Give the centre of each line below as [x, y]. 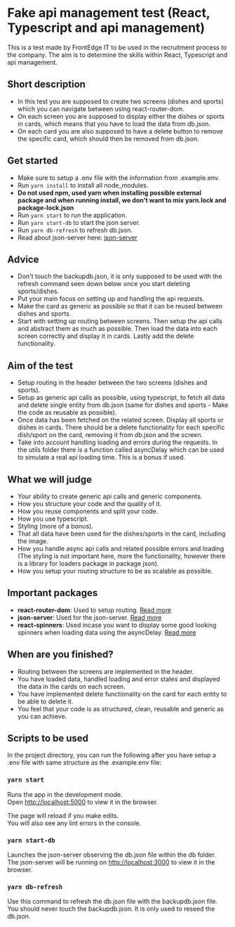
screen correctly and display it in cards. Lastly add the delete [106, 336]
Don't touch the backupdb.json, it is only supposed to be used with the [120, 276]
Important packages [53, 593]
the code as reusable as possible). [67, 413]
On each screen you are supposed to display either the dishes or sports [121, 116]
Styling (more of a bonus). [55, 526]
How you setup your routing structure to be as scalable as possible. [115, 571]
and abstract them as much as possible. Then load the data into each [117, 329]
